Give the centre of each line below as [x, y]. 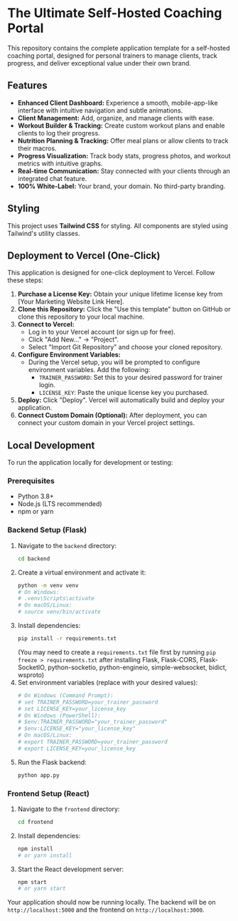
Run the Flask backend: [52, 762]
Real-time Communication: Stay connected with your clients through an [124, 171]
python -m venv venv [48, 585]
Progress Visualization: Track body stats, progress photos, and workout [124, 155]
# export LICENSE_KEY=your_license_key [77, 748]
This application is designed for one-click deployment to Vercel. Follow [111, 273]
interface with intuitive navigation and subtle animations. [100, 110]
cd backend [34, 559]
